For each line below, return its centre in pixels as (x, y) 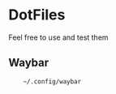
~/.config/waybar (52, 81)
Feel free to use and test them (58, 37)
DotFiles (37, 15)
